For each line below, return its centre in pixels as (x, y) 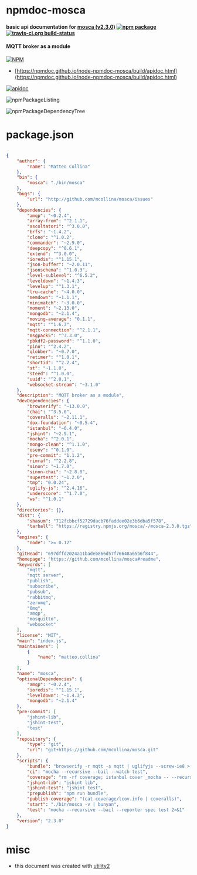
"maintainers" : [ (38, 646)
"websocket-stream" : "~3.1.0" (64, 385)
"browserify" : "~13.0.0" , (59, 406)
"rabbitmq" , (42, 597)
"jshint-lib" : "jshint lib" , (63, 783)
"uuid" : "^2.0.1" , (50, 379)
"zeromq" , (39, 603)
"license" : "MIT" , (39, 635)
